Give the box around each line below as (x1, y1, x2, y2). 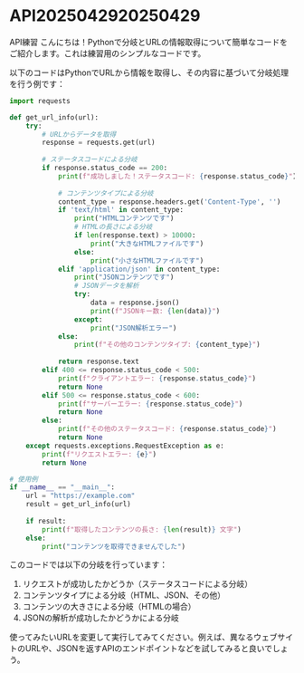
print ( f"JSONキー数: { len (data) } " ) (90, 306, 221, 315)
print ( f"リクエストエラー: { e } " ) (42, 449, 157, 458)
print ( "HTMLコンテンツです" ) (73, 214, 175, 223)
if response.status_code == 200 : (42, 164, 168, 173)
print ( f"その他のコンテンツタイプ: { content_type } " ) (73, 341, 261, 350)
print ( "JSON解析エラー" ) (90, 323, 177, 332)
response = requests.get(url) (42, 138, 156, 148)
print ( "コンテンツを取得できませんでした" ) (42, 542, 186, 551)
